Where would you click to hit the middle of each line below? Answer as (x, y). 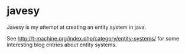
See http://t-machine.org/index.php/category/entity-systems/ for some (93, 38)
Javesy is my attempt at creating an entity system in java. (77, 27)
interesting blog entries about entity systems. (62, 45)
